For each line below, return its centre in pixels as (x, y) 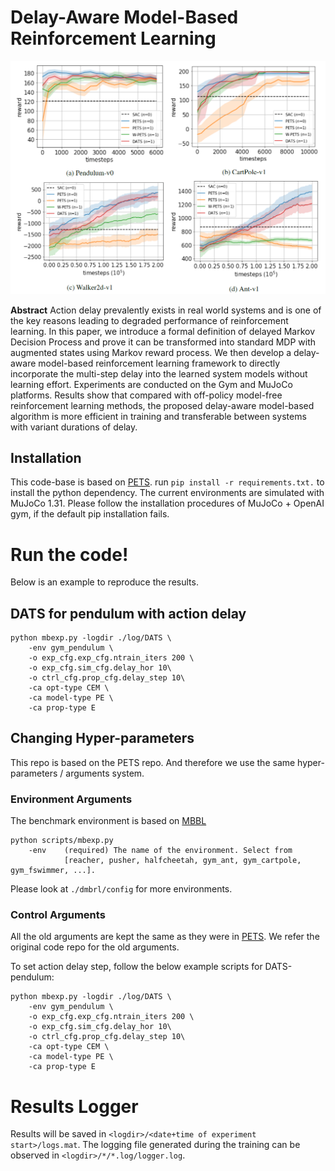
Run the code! (69, 554)
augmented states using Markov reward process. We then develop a (151, 352)
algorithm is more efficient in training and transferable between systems (158, 416)
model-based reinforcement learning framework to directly (159, 363)
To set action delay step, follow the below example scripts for (136, 967)
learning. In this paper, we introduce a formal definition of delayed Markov (163, 331)
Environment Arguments (71, 799)
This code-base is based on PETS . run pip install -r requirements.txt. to (167, 482)
